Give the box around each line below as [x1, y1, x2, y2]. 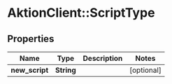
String [55, 65, 77, 75]
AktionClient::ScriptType [7, 5, 155, 21]
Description [83, 54, 123, 63]
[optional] [129, 65, 162, 75]
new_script [10, 65, 49, 75]
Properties [7, 33, 55, 45]
